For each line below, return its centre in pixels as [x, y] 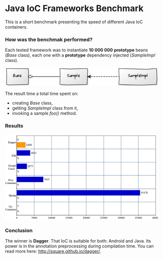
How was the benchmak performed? [49, 39]
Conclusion [19, 230]
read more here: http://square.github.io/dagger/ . [53, 251]
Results [14, 126]
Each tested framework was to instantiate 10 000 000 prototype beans [76, 50]
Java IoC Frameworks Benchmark [74, 8]
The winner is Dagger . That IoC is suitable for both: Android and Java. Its [78, 241]
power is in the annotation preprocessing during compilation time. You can [79, 246]
